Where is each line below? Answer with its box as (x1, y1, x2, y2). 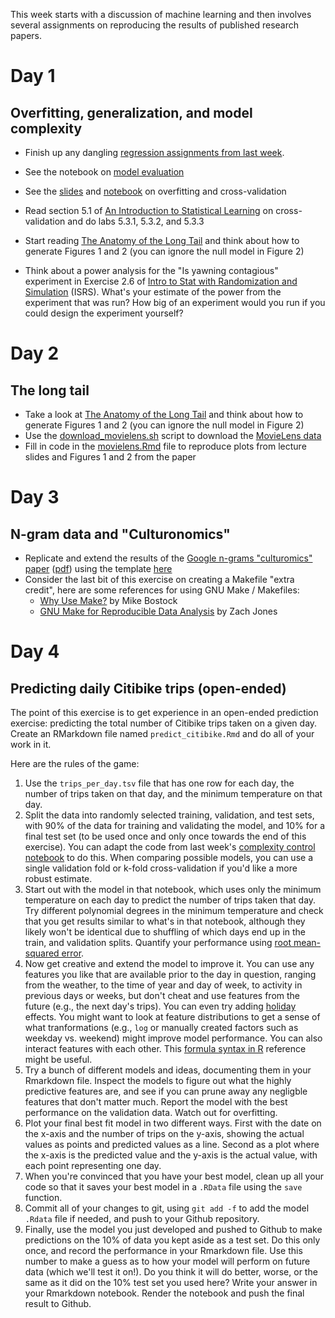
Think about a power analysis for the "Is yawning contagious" (24, 265, 279, 276)
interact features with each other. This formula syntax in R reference (24, 1043, 307, 1054)
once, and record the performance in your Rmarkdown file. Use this (24, 1245, 303, 1256)
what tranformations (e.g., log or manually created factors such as (24, 1022, 299, 1033)
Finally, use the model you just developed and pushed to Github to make (24, 1224, 323, 1235)
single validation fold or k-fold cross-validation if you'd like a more (24, 862, 298, 874)
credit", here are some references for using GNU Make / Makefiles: (24, 584, 300, 596)
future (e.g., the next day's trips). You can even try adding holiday (24, 1000, 297, 1012)
